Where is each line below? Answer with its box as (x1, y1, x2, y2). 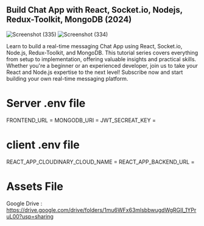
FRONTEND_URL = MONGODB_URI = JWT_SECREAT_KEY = (6, 116, 157, 124)
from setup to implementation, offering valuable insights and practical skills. (6, 55, 197, 63)
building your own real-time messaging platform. (6, 75, 128, 82)
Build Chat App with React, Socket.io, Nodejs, (6, 5, 183, 15)
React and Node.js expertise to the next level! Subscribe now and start (6, 68, 183, 76)
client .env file (6, 137, 80, 151)
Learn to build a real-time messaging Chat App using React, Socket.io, (6, 42, 183, 49)
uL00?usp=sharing (6, 213, 54, 220)
